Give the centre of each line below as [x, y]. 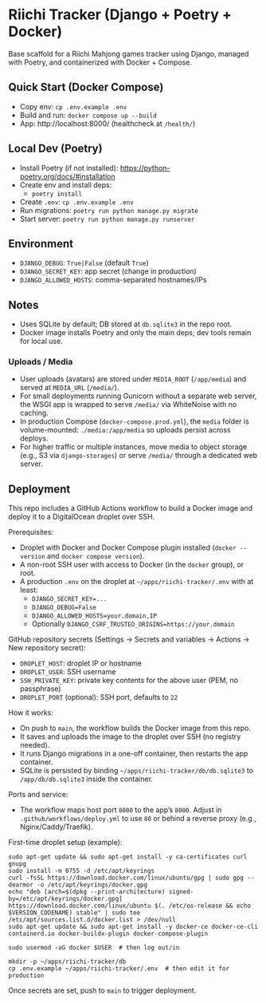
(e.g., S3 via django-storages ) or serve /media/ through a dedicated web [138, 456]
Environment [41, 244]
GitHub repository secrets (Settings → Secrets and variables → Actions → [129, 639]
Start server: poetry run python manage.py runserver [107, 219]
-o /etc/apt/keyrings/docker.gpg [92, 885]
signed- [181, 892]
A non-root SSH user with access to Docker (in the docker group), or [132, 565]
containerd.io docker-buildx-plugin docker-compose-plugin [108, 934]
